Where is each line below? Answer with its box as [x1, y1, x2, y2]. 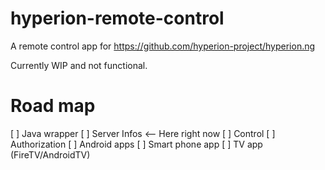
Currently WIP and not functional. [10, 59, 148, 71]
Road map [10, 95, 96, 117]
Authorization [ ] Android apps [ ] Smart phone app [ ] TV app [10, 138, 263, 150]
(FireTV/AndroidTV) [10, 148, 91, 161]
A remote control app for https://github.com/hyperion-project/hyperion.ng [10, 40, 316, 52]
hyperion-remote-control [10, 7, 225, 30]
